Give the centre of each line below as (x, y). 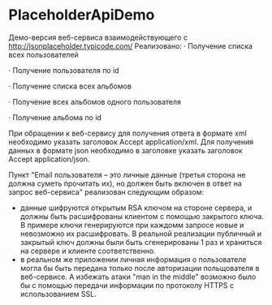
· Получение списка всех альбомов (70, 86)
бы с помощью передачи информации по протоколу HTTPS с (127, 285)
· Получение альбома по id (55, 117)
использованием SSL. (58, 294)
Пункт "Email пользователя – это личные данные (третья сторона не (127, 174)
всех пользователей (43, 54)
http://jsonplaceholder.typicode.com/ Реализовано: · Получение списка (131, 45)
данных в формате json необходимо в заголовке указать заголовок (126, 150)
